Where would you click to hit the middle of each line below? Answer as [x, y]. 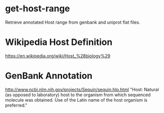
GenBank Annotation [49, 76]
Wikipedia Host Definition [59, 42]
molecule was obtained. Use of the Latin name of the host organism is [76, 100]
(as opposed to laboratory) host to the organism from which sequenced [78, 95]
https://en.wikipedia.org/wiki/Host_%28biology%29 [58, 56]
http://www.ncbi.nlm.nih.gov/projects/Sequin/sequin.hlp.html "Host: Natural [82, 89]
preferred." [16, 105]
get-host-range [38, 9]
